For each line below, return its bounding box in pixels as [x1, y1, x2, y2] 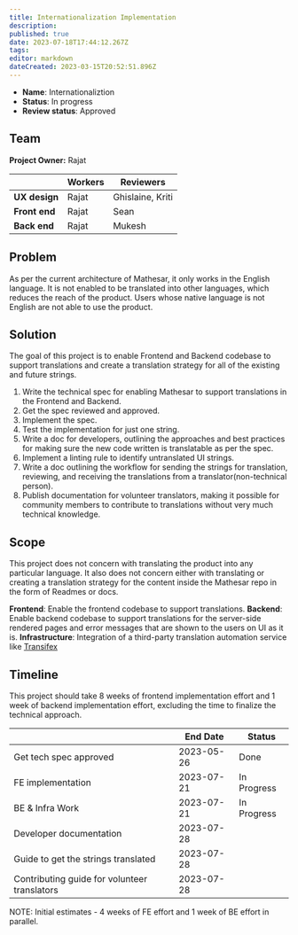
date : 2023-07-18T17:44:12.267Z [9, 37, 129, 47]
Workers [67, 175, 105, 188]
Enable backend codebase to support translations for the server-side [9, 613, 262, 624]
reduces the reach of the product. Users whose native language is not [9, 292, 265, 302]
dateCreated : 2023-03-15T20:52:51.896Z [9, 63, 157, 72]
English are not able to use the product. [9, 301, 153, 312]
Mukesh [113, 219, 146, 231]
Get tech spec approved [13, 751, 114, 763]
